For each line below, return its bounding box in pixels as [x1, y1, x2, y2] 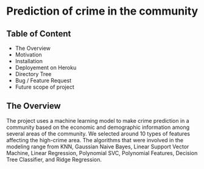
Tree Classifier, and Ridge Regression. [6, 156, 102, 163]
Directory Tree [15, 71, 52, 77]
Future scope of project [15, 83, 74, 91]
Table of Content [6, 29, 71, 39]
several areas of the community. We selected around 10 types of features [6, 129, 191, 137]
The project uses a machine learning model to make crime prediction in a [6, 117, 190, 124]
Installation [15, 58, 43, 64]
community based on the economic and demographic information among [6, 123, 190, 131]
